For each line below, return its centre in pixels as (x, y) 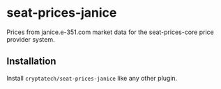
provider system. (31, 39)
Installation (31, 62)
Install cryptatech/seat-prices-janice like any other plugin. (92, 78)
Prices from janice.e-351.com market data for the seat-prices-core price (110, 32)
